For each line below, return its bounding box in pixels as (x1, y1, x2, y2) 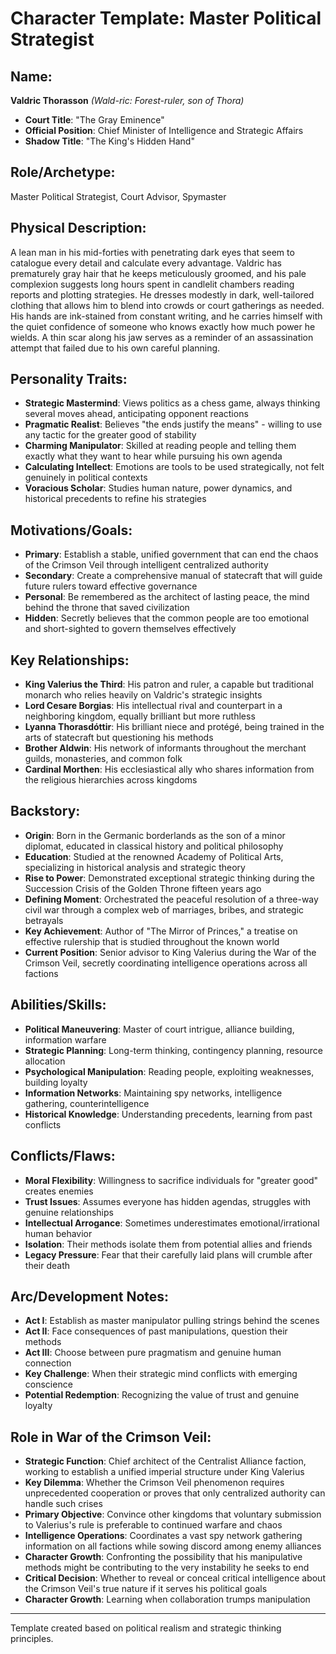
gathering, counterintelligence (24, 1097, 150, 1109)
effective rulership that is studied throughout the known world (24, 935, 280, 947)
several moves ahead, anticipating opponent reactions (24, 408, 249, 420)
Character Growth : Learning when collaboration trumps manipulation (24, 1593, 311, 1606)
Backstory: (10, 803, 81, 820)
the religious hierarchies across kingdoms (24, 774, 198, 786)
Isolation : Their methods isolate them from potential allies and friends (24, 1238, 313, 1250)
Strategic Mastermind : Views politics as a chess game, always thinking (24, 397, 321, 409)
